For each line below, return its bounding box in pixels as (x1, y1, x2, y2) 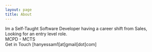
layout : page (5, 7, 32, 12)
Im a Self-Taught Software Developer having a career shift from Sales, (5, 25, 148, 31)
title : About (5, 12, 32, 17)
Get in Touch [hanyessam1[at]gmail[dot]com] (5, 41, 97, 47)
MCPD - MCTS (5, 36, 36, 42)
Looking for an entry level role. (5, 31, 68, 37)
